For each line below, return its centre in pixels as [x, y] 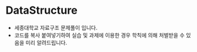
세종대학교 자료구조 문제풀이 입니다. [56, 27]
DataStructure [42, 10]
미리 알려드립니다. [46, 42]
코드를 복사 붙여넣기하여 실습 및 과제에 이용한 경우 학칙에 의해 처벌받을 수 [99, 35]
